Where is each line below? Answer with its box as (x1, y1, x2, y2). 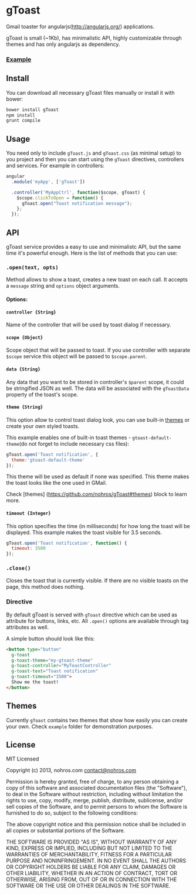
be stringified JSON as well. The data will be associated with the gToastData (6, 385, 190, 392)
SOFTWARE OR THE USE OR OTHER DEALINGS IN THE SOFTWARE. (6, 882, 171, 889)
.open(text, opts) (6, 264, 59, 271)
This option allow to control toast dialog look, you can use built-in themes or (6, 416, 190, 423)
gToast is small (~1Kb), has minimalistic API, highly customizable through (6, 34, 182, 41)
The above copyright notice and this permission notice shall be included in (6, 821, 186, 828)
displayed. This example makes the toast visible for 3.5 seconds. (6, 529, 163, 536)
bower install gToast (6, 106, 59, 112)
